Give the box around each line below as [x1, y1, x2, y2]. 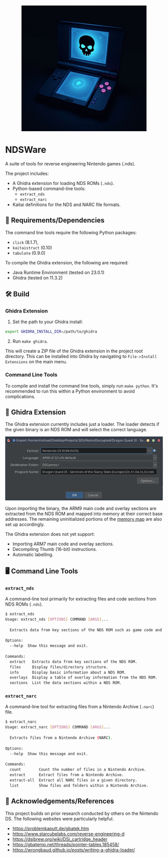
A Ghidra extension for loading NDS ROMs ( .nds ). [12, 180, 114, 186]
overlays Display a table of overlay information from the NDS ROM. [9, 675, 157, 680]
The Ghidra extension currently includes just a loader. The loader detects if [5, 421, 159, 427]
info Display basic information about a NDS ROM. [9, 670, 126, 675]
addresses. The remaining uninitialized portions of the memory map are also [5, 516, 162, 522]
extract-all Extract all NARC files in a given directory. [9, 778, 137, 783]
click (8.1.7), [12, 239, 39, 245]
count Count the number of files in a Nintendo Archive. [9, 767, 146, 772]
